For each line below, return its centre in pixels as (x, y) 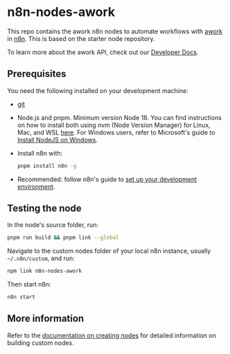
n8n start (21, 297)
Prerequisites (37, 74)
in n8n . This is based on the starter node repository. (81, 38)
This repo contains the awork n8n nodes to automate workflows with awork (115, 31)
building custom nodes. (41, 343)
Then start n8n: (29, 285)
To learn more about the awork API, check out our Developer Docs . (103, 52)
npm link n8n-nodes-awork (44, 271)
